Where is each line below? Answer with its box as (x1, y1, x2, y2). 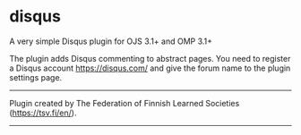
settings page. (9, 72, 63, 82)
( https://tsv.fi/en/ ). (9, 107, 77, 118)
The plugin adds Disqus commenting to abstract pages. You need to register (9, 53, 291, 63)
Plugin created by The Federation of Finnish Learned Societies (9, 97, 240, 108)
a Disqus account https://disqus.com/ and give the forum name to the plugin (9, 63, 291, 73)
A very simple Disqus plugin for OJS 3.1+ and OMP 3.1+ (9, 36, 213, 46)
